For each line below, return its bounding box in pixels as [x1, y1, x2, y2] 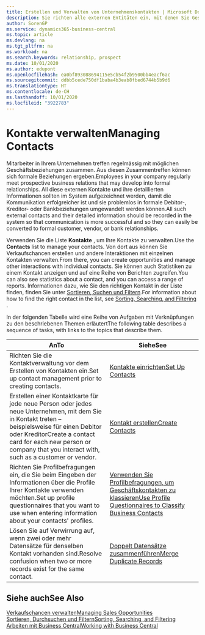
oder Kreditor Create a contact [9, 429, 96, 438]
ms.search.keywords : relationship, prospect [6, 54, 121, 61]
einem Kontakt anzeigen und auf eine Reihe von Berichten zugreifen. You [6, 269, 189, 276]
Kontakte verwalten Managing [6, 126, 160, 140]
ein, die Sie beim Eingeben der [9, 470, 96, 479]
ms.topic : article [6, 32, 53, 38]
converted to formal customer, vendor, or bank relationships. [6, 225, 159, 232]
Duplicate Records [109, 557, 163, 565]
